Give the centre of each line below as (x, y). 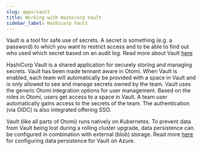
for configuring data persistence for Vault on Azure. (71, 141)
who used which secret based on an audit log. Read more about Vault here (99, 53)
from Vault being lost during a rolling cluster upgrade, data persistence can (100, 128)
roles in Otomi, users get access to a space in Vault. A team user (87, 97)
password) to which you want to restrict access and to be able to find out (98, 47)
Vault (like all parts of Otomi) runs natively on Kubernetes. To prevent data (99, 122)
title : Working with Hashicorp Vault (54, 18)
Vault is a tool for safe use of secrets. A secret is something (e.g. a (89, 41)
